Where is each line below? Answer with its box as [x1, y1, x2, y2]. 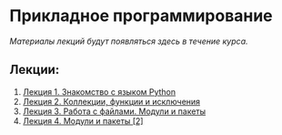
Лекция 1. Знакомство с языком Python [22, 86, 176, 97]
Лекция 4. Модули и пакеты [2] [22, 115, 144, 126]
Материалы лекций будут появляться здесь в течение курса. [9, 36, 248, 47]
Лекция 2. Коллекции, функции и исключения [22, 96, 201, 107]
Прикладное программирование [9, 5, 273, 26]
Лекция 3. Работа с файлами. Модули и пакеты [22, 106, 206, 117]
